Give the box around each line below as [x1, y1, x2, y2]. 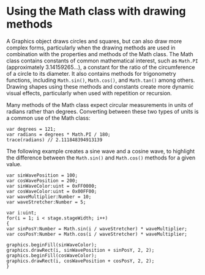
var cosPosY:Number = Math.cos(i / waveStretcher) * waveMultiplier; [6, 231, 188, 237]
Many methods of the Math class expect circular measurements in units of [6, 101, 194, 108]
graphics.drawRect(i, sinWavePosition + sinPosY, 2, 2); [6, 247, 155, 253]
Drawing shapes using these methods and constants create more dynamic [6, 82, 194, 90]
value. [6, 160, 22, 167]
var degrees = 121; [6, 126, 56, 132]
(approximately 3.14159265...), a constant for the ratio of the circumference [6, 63, 195, 71]
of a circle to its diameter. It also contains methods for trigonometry [6, 70, 176, 77]
